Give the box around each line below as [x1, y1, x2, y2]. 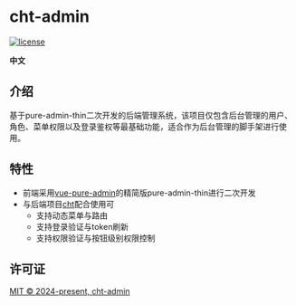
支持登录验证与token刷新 [35, 221, 129, 232]
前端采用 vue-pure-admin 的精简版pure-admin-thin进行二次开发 [22, 187, 256, 198]
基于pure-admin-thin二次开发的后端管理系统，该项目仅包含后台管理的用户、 [9, 110, 292, 120]
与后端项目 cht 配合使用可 [22, 198, 115, 209]
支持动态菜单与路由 [35, 210, 109, 221]
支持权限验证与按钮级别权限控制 [35, 233, 156, 243]
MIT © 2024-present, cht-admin [9, 286, 130, 297]
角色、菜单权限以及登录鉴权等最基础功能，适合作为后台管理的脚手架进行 [9, 120, 279, 132]
